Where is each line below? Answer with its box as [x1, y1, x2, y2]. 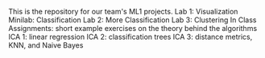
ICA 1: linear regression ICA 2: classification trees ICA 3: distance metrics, [8, 32, 253, 41]
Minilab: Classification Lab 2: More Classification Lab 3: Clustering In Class [8, 15, 257, 25]
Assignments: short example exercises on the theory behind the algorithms [8, 24, 258, 33]
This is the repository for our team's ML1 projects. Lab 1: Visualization [8, 7, 238, 16]
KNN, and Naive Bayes [8, 41, 84, 50]
